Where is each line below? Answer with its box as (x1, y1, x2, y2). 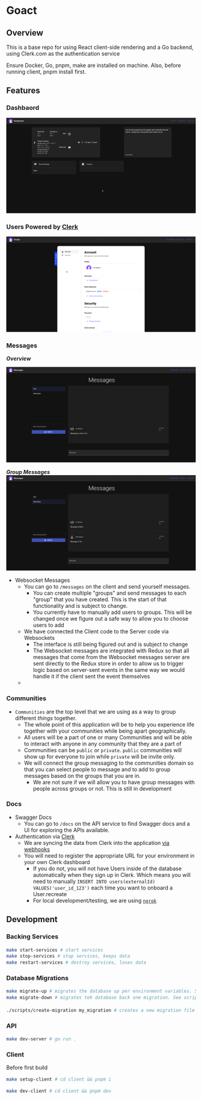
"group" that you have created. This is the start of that (32, 596, 167, 603)
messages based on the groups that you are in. (23, 772, 141, 779)
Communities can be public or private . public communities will (23, 746, 182, 754)
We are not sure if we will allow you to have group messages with (32, 779, 195, 786)
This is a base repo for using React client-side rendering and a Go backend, (6, 43, 194, 51)
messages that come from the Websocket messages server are (32, 654, 191, 661)
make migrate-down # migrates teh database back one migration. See (6, 994, 182, 1001)
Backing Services (6, 932, 59, 941)
